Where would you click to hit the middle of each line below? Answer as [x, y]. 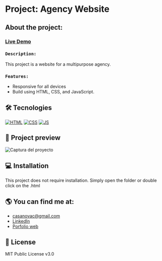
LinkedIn [21, 221]
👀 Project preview [33, 138]
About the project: [34, 27]
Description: [21, 54]
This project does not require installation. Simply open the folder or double [81, 180]
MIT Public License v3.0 [30, 254]
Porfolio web [25, 226]
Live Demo [18, 42]
